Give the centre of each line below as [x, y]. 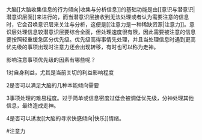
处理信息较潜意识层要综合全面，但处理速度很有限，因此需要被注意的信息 [106, 32]
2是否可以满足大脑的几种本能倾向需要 [53, 85]
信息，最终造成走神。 [32, 105]
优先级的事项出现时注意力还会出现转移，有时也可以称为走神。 [83, 47]
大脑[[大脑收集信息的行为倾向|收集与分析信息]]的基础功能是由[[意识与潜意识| [101, 9]
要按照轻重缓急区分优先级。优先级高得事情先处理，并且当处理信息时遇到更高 [101, 39]
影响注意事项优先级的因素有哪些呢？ [51, 60]
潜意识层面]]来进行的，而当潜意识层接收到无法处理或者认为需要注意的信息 [98, 17]
